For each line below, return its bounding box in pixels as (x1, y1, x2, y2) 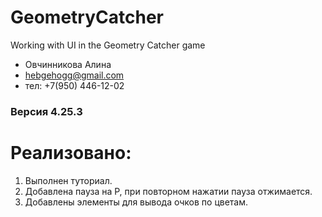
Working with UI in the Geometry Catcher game (10, 39, 206, 51)
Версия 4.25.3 (10, 104, 83, 118)
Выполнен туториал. (24, 174, 113, 186)
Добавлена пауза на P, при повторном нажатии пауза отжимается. (24, 185, 313, 197)
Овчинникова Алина (24, 58, 112, 70)
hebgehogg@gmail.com (24, 69, 125, 81)
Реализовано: (10, 142, 132, 165)
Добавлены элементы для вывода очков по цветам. (24, 196, 249, 208)
